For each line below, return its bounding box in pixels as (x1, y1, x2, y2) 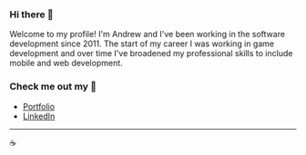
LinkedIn (22, 111, 56, 121)
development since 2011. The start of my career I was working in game (9, 38, 275, 49)
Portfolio (22, 101, 56, 111)
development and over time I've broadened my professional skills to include (9, 48, 293, 59)
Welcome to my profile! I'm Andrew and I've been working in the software (9, 29, 285, 40)
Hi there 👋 (9, 8, 55, 21)
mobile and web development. (9, 58, 123, 69)
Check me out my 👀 (9, 81, 97, 93)
